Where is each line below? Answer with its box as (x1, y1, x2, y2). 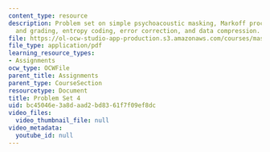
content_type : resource (8, 11, 88, 20)
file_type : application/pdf (8, 42, 103, 50)
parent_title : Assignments (8, 72, 99, 80)
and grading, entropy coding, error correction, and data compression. (15, 27, 261, 35)
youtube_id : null (15, 131, 74, 139)
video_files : (8, 109, 52, 117)
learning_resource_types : (8, 49, 95, 57)
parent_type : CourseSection (8, 79, 103, 87)
